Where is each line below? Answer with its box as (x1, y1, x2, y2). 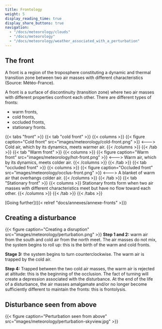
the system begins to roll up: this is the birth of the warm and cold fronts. (5, 242, 151, 248)
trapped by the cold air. (5, 256, 52, 262)
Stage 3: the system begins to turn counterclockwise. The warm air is (5, 251, 145, 257)
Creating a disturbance (5, 214, 77, 222)
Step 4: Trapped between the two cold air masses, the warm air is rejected (5, 266, 155, 272)
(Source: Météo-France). (5, 79, 55, 85)
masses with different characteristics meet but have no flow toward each (5, 185, 151, 191)
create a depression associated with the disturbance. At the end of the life (5, 276, 153, 282)
